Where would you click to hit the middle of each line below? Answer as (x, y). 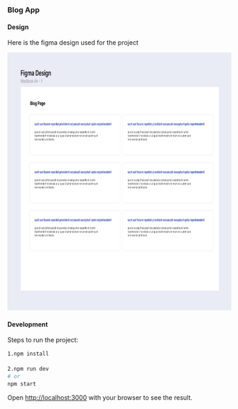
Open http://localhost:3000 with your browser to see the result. (100, 397)
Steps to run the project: (43, 340)
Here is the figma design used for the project (73, 43)
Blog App (24, 10)
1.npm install (28, 354)
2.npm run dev (28, 369)
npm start (22, 384)
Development (28, 324)
